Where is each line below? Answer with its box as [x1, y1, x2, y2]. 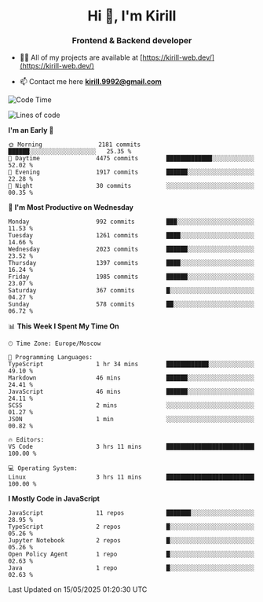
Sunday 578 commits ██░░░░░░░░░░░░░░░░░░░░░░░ [8, 300, 255, 309]
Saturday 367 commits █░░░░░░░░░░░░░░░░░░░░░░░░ [8, 287, 255, 295]
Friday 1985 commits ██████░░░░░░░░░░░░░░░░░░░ [8, 273, 255, 281]
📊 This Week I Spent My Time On [8, 321, 119, 331]
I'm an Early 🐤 [8, 126, 54, 135]
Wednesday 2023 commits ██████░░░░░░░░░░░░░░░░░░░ [8, 245, 255, 254]
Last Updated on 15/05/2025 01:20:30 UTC [8, 585, 148, 594]
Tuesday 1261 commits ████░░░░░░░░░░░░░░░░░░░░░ [8, 232, 255, 240]
